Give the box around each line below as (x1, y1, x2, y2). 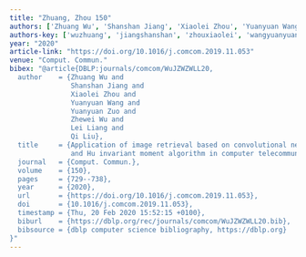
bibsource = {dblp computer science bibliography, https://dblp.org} (17, 225, 287, 234)
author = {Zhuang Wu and (17, 73, 125, 82)
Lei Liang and (70, 124, 125, 133)
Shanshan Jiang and (70, 81, 145, 90)
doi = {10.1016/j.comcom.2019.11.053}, (17, 200, 194, 210)
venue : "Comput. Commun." (9, 56, 107, 65)
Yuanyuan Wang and (70, 98, 141, 108)
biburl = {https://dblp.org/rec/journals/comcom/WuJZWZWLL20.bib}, (17, 216, 291, 226)
